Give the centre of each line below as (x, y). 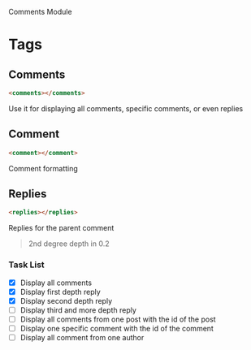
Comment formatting (43, 168)
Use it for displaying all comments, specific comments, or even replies (126, 108)
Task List (26, 265)
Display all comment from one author (82, 337)
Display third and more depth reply (78, 310)
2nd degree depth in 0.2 (69, 244)
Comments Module (40, 12)
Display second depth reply (66, 300)
